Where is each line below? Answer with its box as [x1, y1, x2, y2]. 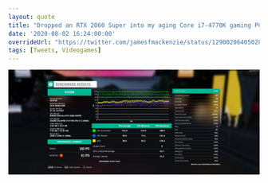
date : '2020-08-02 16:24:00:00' [8, 29, 116, 37]
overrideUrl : [8, 38, 52, 46]
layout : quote [8, 13, 56, 21]
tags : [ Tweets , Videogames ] [8, 46, 102, 55]
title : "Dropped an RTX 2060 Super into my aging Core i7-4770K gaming [8, 21, 251, 29]
